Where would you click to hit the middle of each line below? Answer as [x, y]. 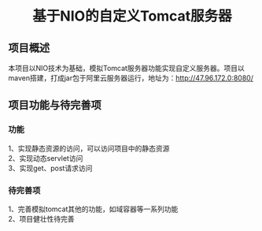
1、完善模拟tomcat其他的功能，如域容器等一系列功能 [93, 209]
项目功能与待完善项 [55, 105]
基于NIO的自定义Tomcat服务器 [132, 16]
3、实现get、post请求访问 [50, 168]
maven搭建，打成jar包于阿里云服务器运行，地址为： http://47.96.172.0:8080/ [131, 78]
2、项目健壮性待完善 [41, 218]
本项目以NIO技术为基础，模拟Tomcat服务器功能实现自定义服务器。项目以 [127, 68]
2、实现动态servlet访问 [46, 158]
